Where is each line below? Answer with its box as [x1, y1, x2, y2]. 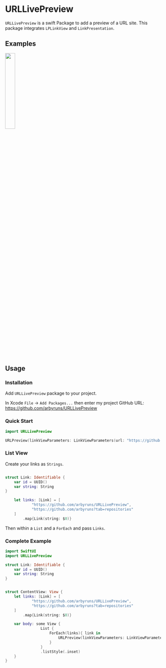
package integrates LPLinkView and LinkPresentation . [5, 25, 115, 31]
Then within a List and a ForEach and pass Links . [5, 525, 105, 531]
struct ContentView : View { [5, 590, 63, 595]
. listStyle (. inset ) [40, 649, 81, 654]
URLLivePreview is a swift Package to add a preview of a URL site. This [5, 20, 148, 26]
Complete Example [5, 537, 52, 544]
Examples [5, 40, 36, 48]
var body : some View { [14, 621, 61, 626]
